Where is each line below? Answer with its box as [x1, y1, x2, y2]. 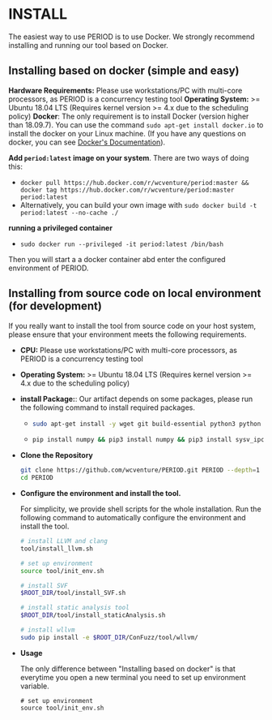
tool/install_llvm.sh [19, 545, 93, 553]
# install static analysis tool [19, 604, 130, 612]
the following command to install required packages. [19, 403, 196, 412]
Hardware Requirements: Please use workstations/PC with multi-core [8, 85, 243, 95]
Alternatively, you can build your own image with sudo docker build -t [19, 200, 257, 209]
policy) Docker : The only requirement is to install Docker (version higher [8, 111, 249, 121]
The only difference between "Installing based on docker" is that [19, 663, 236, 674]
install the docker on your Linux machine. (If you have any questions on [8, 128, 247, 138]
